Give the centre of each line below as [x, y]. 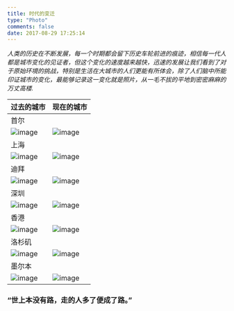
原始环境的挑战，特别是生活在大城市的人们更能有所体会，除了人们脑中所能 [119, 71]
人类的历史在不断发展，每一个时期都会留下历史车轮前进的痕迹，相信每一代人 [117, 53]
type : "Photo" [28, 20]
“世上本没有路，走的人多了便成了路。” [70, 301]
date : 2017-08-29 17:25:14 [46, 33]
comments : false [31, 26]
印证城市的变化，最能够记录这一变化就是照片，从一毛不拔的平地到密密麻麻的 [117, 80]
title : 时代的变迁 [31, 14]
